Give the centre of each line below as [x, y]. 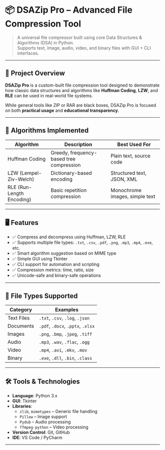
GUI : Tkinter [24, 401]
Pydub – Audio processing [45, 422]
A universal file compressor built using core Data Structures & [80, 37]
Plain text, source [130, 156]
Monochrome [126, 190]
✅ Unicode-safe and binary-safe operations [56, 275]
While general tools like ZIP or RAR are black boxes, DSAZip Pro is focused [81, 105]
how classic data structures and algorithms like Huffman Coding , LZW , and [82, 90]
